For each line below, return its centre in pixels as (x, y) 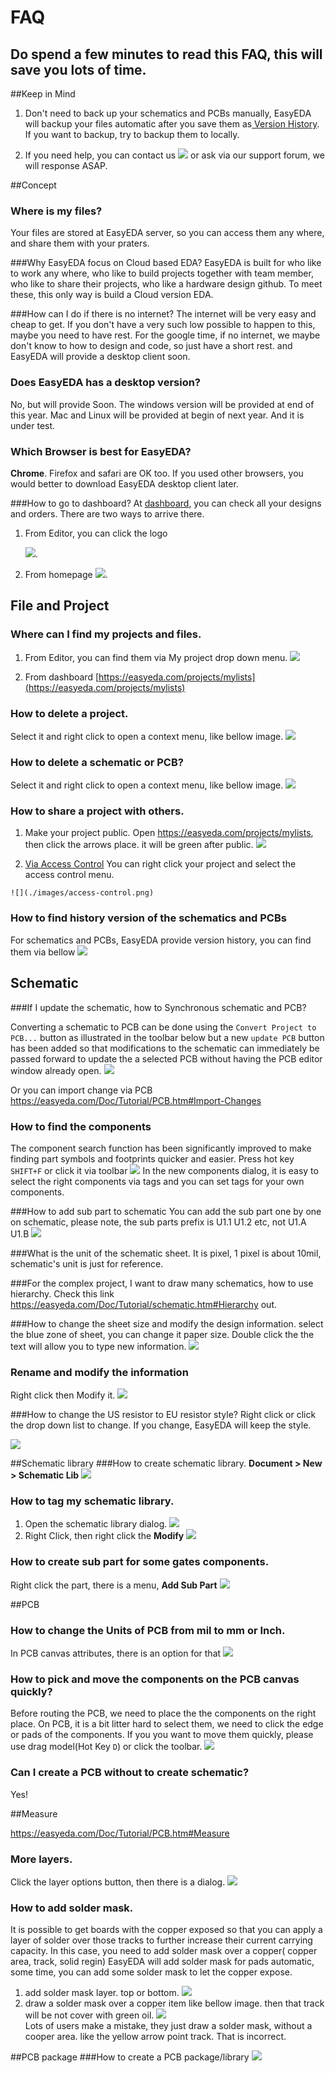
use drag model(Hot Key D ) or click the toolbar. (106, 1747)
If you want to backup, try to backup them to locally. (132, 134)
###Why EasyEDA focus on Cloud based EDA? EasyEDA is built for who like (166, 263)
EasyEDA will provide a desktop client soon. (100, 357)
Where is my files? (56, 211)
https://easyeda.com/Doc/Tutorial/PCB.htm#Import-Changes (136, 1100)
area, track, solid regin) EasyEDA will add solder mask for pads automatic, (162, 1962)
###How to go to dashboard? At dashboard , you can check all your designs (166, 503)
